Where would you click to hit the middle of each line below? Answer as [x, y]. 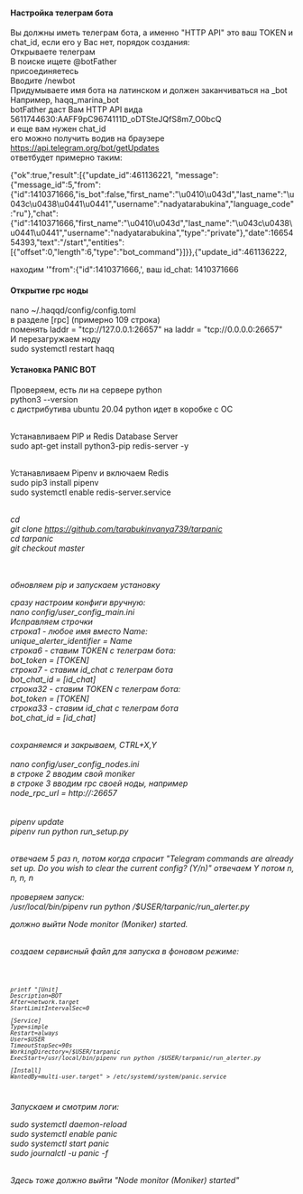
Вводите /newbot [43, 81]
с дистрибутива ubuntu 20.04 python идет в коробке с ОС [122, 409]
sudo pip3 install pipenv [55, 482]
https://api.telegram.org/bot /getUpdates [85, 148]
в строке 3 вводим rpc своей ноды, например [99, 783]
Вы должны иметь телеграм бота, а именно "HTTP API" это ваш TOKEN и [152, 33]
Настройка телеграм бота [62, 13]
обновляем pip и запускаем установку [85, 584]
